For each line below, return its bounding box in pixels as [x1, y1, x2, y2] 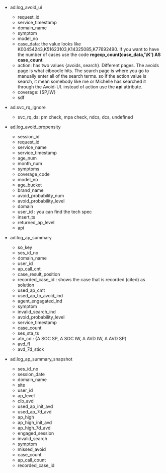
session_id [17, 134, 40, 139]
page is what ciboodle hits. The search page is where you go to [17, 68, 149, 74]
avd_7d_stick [17, 346, 44, 352]
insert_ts [17, 214, 36, 220]
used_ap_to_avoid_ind [17, 293, 63, 298]
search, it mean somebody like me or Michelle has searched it [17, 78, 146, 84]
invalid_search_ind [17, 309, 56, 314]
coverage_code [17, 171, 50, 177]
